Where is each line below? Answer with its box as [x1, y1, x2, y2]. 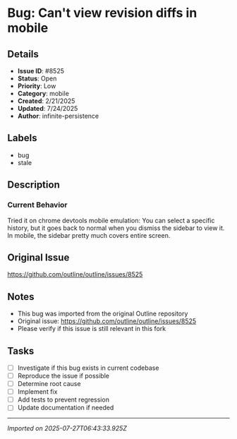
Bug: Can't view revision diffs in [7, 5, 197, 21]
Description [7, 179, 60, 191]
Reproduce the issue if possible [17, 372, 109, 380]
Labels [7, 132, 37, 144]
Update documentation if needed [17, 404, 114, 412]
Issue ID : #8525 [17, 67, 65, 75]
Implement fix [17, 387, 58, 396]
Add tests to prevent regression [17, 395, 109, 404]
